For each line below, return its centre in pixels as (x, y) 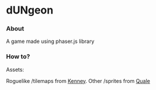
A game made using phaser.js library (50, 41)
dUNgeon (30, 10)
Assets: (15, 69)
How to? (18, 56)
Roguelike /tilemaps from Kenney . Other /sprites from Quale (78, 81)
